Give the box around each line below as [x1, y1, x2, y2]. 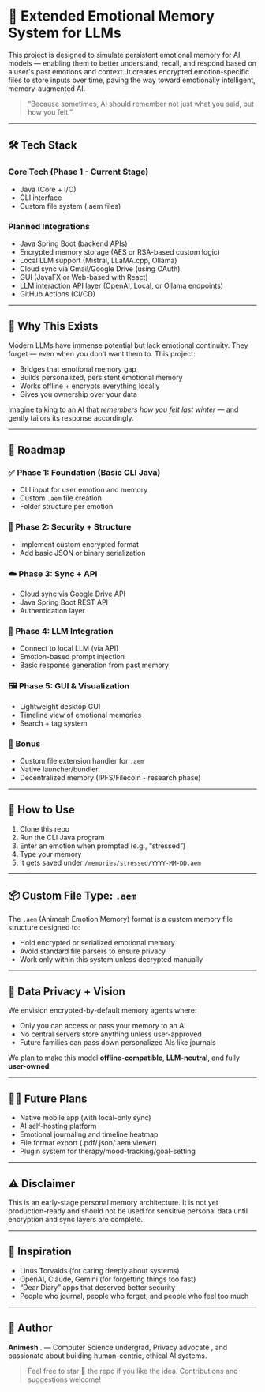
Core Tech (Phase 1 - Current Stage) [8, 166, 149, 177]
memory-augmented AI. [8, 83, 86, 93]
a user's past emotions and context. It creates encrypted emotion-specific [8, 66, 250, 76]
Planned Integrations [8, 221, 91, 232]
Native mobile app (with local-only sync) [19, 1113, 151, 1122]
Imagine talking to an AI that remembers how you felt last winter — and [8, 405, 239, 414]
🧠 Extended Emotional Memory [8, 7, 215, 25]
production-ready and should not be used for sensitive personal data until [8, 1205, 248, 1216]
